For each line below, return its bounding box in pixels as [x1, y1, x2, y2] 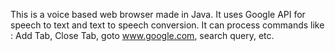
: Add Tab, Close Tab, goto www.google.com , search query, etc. [10, 30, 275, 41]
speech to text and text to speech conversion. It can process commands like [10, 19, 325, 31]
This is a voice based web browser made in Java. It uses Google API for [10, 9, 306, 20]
